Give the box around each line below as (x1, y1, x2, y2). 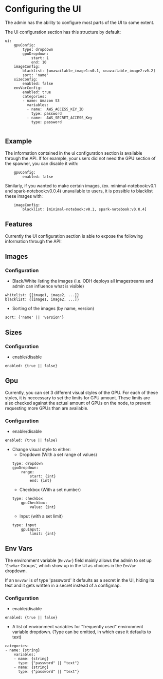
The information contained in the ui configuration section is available (5, 150, 143, 156)
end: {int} (30, 478, 52, 483)
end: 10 (31, 60, 47, 64)
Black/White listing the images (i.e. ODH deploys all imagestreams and (12, 278, 153, 284)
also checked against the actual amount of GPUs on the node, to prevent (5, 400, 151, 406)
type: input (12, 523, 36, 528)
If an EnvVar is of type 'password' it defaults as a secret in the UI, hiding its (5, 577, 155, 583)
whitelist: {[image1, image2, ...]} (5, 293, 79, 298)
